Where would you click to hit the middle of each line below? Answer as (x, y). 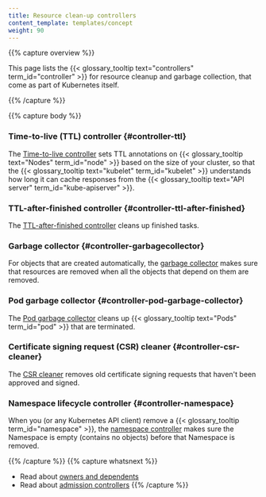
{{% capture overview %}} (52, 53)
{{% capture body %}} (45, 116)
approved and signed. (44, 383)
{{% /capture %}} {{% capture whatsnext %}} (83, 461)
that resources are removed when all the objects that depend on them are (129, 272)
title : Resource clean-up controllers (72, 15)
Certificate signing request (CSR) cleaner (90, 347)
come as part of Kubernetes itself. (64, 85)
